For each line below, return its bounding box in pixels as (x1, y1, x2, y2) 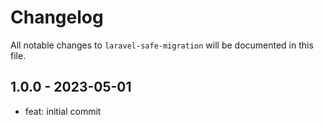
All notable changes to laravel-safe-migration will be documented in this (10, 39, 314, 51)
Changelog (10, 6, 104, 29)
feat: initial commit (24, 105, 102, 117)
